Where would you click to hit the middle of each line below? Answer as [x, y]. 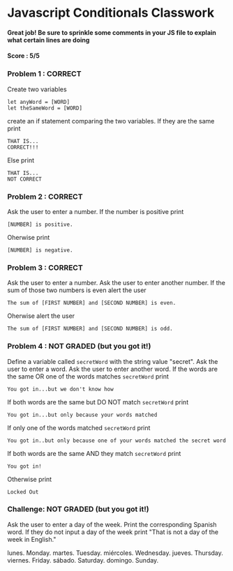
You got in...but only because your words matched [82, 415]
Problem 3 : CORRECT [45, 268]
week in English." [32, 539]
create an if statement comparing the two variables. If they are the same [111, 121]
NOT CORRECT [24, 179]
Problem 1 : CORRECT [44, 74]
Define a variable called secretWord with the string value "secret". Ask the [113, 361]
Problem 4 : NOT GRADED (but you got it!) [79, 347]
